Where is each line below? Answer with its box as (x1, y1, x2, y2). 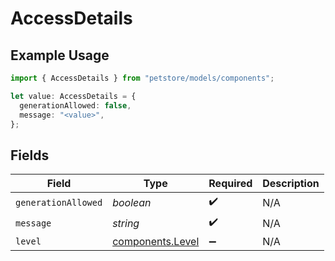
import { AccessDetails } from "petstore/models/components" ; (10, 73, 275, 83)
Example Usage (10, 47, 110, 64)
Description (262, 177, 320, 191)
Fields (10, 147, 50, 164)
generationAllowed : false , (19, 100, 132, 111)
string (112, 216, 140, 230)
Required (208, 177, 253, 191)
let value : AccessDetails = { (10, 91, 137, 101)
